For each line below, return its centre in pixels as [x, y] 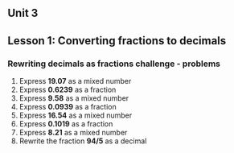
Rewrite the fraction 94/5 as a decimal [83, 141]
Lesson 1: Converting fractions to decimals [117, 41]
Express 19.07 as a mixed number [75, 81]
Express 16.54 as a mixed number [76, 115]
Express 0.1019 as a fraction [66, 124]
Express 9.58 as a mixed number [74, 98]
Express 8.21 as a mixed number [73, 133]
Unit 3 [23, 13]
